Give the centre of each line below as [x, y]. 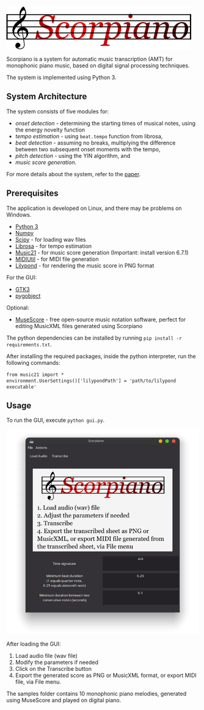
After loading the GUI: [34, 644]
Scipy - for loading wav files [51, 239]
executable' [21, 387]
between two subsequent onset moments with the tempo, [88, 149]
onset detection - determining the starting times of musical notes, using [105, 123]
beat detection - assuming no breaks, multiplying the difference [95, 143]
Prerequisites [32, 193]
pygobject [28, 296]
